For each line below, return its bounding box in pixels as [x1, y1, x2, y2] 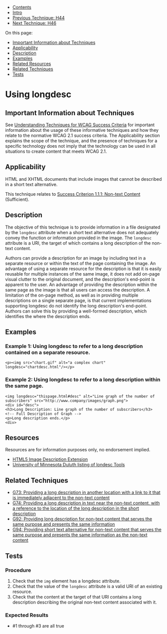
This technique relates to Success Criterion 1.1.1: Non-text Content [5, 191, 141, 197]
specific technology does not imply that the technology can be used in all [5, 143, 156, 149]
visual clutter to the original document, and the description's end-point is [5, 276, 155, 282]
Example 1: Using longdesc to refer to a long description [5, 342, 143, 349]
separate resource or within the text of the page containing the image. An [5, 260, 156, 266]
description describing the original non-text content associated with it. [12, 599, 157, 605]
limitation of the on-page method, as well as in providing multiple [5, 292, 139, 298]
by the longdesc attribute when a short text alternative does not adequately [5, 229, 159, 235]
